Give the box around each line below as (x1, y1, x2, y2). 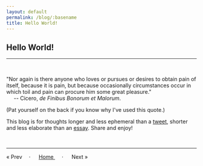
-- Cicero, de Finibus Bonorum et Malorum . (13, 94, 121, 102)
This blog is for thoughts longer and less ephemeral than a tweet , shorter (6, 118, 188, 125)
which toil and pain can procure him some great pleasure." (6, 88, 152, 96)
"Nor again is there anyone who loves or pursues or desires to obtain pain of (6, 76, 196, 83)
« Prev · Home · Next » (6, 153, 88, 161)
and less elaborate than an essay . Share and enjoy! (6, 124, 133, 132)
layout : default (6, 8, 47, 15)
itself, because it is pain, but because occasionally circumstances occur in (6, 82, 192, 89)
